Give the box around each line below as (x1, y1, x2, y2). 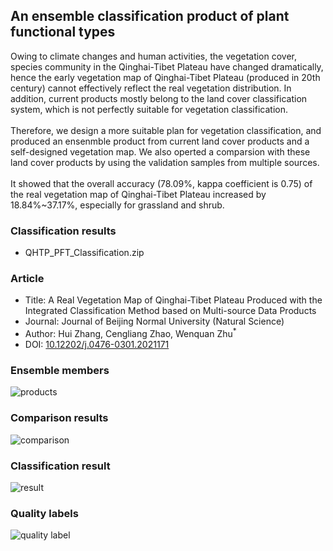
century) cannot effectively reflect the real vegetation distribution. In (10, 82, 292, 94)
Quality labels (10, 506, 79, 520)
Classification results (10, 224, 117, 238)
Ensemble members (10, 363, 110, 377)
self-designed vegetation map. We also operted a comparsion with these (10, 145, 311, 158)
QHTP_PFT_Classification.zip (24, 247, 145, 259)
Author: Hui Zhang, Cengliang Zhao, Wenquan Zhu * (24, 326, 237, 340)
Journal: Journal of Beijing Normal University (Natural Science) (24, 315, 285, 328)
